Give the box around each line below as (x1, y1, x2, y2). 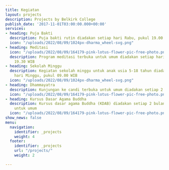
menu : (5, 120, 17, 125)
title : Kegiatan (5, 7, 39, 13)
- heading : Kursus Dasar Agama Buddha (5, 96, 87, 101)
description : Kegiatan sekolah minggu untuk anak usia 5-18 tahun (10, 69, 152, 74)
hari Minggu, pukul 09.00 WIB (14, 73, 78, 78)
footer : (10, 139, 26, 144)
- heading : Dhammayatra (5, 82, 55, 87)
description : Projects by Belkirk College (5, 17, 96, 22)
